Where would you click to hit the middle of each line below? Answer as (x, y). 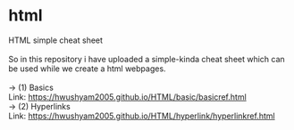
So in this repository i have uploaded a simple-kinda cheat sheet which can (147, 59)
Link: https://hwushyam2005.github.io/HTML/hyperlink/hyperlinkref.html (142, 116)
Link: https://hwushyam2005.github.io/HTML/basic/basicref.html (127, 97)
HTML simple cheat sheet (56, 40)
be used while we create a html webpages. (87, 69)
